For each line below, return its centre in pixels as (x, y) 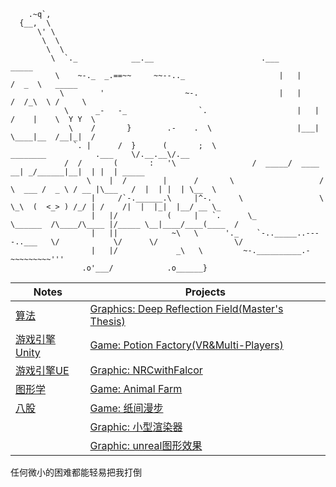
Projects (205, 292)
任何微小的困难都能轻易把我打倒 (76, 472)
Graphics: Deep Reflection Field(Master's (186, 308)
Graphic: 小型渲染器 (136, 427)
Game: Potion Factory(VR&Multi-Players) (186, 345)
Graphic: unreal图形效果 (146, 445)
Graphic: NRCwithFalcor (146, 370)
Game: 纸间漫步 (126, 408)
